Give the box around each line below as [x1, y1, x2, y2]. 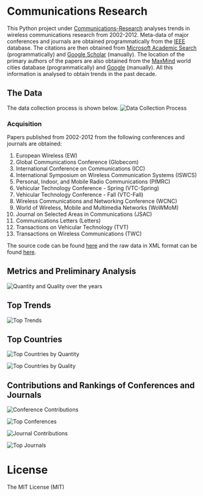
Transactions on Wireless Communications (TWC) [15, 230, 142, 237]
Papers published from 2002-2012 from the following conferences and [7, 134, 185, 141]
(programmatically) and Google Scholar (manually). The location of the [7, 50, 185, 58]
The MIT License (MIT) [7, 483, 65, 491]
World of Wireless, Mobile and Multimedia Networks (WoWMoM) [15, 204, 179, 212]
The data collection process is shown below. [7, 104, 119, 112]
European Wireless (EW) [15, 152, 78, 159]
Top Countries [7, 334, 63, 345]
